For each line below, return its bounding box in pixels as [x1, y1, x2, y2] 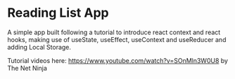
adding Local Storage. [7, 43, 72, 51]
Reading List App [7, 5, 109, 21]
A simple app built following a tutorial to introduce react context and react [7, 28, 221, 36]
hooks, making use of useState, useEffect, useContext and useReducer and [7, 35, 227, 43]
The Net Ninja [7, 64, 48, 72]
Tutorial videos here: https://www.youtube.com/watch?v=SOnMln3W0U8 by [7, 56, 229, 64]
